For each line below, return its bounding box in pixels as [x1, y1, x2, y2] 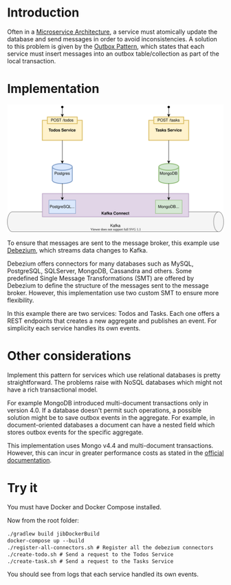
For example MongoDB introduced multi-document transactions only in [7, 399, 208, 407]
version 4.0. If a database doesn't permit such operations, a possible [7, 406, 201, 414]
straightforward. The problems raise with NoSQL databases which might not [7, 379, 223, 387]
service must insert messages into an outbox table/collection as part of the [7, 50, 220, 58]
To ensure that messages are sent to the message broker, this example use [7, 239, 220, 247]
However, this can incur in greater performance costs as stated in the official [7, 449, 224, 457]
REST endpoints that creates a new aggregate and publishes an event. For [7, 317, 217, 325]
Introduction [7, 5, 80, 21]
